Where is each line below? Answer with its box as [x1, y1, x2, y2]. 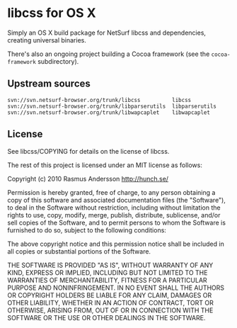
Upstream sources [7, 78, 91, 90]
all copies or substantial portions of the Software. [7, 247, 151, 256]
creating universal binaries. [7, 35, 86, 44]
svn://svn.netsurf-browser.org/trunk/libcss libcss [7, 96, 192, 103]
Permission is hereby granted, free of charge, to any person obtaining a [7, 188, 216, 196]
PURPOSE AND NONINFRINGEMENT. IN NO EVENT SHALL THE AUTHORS [7, 283, 225, 292]
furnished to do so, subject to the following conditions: [7, 225, 166, 234]
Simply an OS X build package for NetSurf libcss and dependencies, [7, 28, 207, 37]
